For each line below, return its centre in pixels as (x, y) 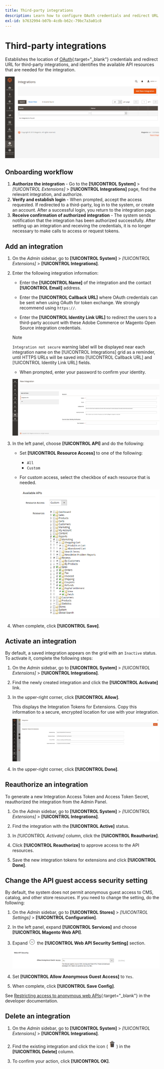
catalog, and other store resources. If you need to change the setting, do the (82, 898)
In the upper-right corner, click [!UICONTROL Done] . (65, 769)
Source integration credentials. (50, 328)
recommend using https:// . (48, 308)
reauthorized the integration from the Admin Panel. (56, 802)
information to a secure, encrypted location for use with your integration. (85, 712)
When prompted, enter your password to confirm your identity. (82, 372)
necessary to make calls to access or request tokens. (66, 231)
